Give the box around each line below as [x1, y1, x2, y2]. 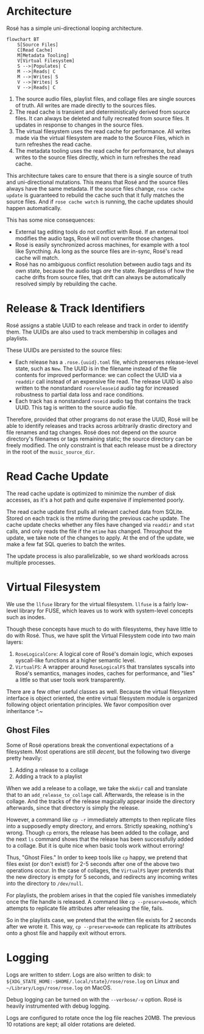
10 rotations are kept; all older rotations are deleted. [6, 1021, 136, 1028]
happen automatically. [6, 204, 62, 211]
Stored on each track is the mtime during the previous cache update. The [6, 515, 190, 522]
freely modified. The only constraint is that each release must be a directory [6, 441, 197, 449]
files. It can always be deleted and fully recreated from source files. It [15, 114, 189, 122]
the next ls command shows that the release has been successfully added [6, 835, 194, 843]
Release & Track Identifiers [6, 301, 145, 315]
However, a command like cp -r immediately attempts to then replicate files [6, 816, 196, 823]
